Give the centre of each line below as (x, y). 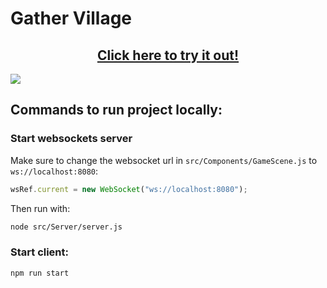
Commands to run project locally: (116, 110)
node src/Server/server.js (66, 227)
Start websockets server (71, 139)
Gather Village (71, 18)
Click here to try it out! (168, 55)
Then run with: (40, 208)
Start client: (40, 252)
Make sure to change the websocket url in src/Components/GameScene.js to (164, 160)
